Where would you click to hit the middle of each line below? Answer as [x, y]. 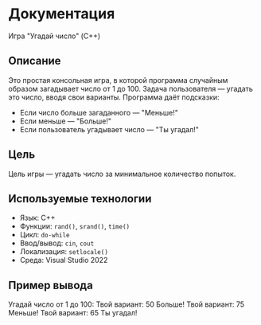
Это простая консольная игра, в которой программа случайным [118, 80]
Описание [35, 61]
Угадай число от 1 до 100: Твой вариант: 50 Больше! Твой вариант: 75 [127, 304]
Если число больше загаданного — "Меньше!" [99, 112]
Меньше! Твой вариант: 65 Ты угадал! [73, 313]
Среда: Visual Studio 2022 [64, 260]
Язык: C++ [37, 218]
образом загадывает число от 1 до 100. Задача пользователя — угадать [130, 88]
